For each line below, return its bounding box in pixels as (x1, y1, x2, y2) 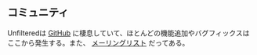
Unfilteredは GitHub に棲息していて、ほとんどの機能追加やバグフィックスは (7, 28, 250, 38)
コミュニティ (7, 5, 69, 20)
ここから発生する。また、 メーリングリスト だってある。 (7, 38, 190, 47)
